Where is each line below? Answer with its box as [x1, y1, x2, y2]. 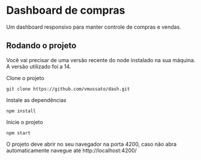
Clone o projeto [6, 74, 45, 81]
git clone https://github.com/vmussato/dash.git [6, 86, 130, 92]
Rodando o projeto [6, 41, 77, 51]
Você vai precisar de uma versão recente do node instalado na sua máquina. [6, 56, 196, 63]
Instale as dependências [6, 96, 67, 103]
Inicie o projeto [6, 118, 43, 125]
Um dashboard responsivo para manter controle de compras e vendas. [6, 23, 182, 30]
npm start [6, 130, 31, 136]
